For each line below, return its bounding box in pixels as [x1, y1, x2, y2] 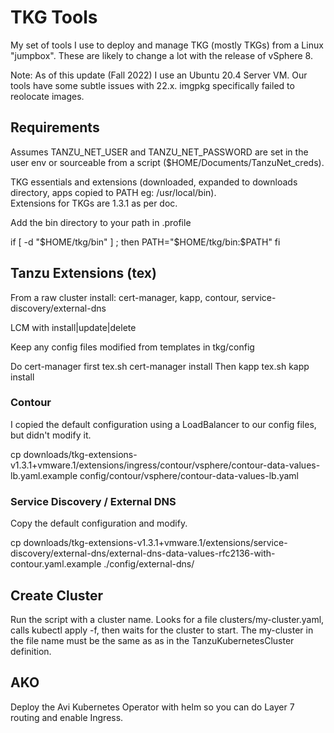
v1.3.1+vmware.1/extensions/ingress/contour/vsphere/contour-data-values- [10, 459, 321, 471]
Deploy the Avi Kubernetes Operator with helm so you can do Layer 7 [10, 701, 295, 713]
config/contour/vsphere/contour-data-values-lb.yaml [79, 469, 299, 481]
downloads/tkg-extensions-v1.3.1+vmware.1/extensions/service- [23, 537, 288, 549]
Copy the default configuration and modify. [10, 517, 188, 530]
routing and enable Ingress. [10, 711, 124, 723]
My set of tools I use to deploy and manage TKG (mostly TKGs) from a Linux [10, 39, 324, 51]
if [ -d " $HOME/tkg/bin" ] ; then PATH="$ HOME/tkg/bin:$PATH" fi [10, 236, 281, 248]
